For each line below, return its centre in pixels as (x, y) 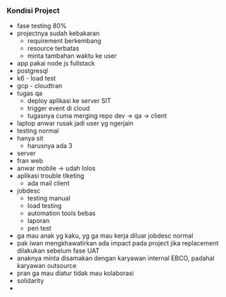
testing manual (49, 198)
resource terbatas (53, 49)
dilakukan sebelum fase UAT (58, 251)
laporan (38, 221)
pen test (39, 229)
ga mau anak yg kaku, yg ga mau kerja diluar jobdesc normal (105, 236)
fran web (30, 161)
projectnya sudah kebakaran (58, 33)
